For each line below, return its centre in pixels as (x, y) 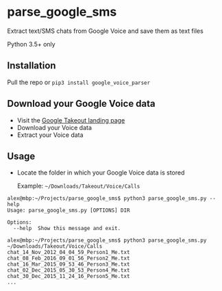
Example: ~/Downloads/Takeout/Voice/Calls (78, 186)
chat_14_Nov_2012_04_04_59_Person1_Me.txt (69, 253)
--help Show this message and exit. (67, 229)
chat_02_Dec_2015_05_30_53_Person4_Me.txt (69, 270)
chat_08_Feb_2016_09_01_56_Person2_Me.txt (69, 258)
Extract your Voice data (50, 135)
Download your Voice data (54, 127)
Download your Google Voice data (81, 104)
